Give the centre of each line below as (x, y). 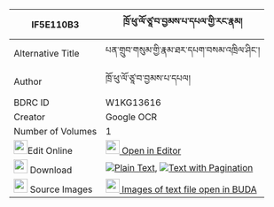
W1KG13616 (133, 103)
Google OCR (131, 117)
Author (28, 81)
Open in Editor (152, 151)
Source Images (61, 189)
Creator (30, 117)
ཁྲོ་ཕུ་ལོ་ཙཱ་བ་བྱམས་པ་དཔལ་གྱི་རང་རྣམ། (183, 21)
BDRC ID (32, 103)
